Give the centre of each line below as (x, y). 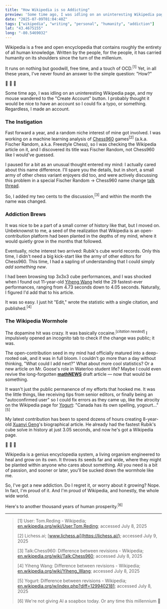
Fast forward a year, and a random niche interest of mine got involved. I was (83, 132)
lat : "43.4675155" (24, 28)
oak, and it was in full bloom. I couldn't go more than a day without (88, 358)
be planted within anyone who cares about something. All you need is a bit (81, 465)
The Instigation (24, 122)
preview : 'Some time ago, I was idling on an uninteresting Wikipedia (80, 14)
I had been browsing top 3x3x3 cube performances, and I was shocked (78, 276)
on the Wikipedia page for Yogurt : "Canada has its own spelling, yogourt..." (82, 405)
